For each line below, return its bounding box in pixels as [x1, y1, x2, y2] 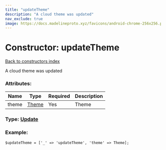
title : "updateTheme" [5, 7, 50, 12]
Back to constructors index [5, 59, 60, 64]
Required [48, 93, 70, 100]
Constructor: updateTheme [5, 42, 120, 53]
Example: [5, 129, 28, 136]
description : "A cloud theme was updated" [5, 12, 94, 17]
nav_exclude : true [5, 16, 43, 21]
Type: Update [5, 116, 39, 123]
